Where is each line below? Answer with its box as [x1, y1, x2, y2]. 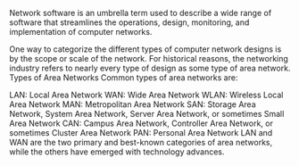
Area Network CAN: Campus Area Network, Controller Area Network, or [9, 118, 274, 129]
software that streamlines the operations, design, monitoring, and [9, 17, 250, 28]
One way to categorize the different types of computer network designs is [9, 44, 282, 54]
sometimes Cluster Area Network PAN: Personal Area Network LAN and [9, 128, 273, 137]
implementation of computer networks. [9, 27, 153, 37]
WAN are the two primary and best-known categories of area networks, [9, 137, 273, 147]
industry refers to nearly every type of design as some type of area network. [9, 62, 291, 73]
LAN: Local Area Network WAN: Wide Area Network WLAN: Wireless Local [9, 89, 284, 100]
